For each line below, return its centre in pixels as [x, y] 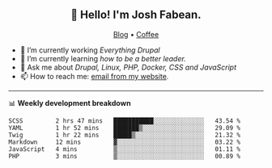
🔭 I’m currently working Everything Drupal [90, 50]
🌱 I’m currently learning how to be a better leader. [103, 58]
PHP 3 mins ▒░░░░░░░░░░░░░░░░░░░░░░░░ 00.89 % [125, 156]
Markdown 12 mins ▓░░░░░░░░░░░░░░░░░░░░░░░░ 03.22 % [125, 142]
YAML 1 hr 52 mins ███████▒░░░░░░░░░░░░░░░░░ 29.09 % [125, 128]
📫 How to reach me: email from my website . [94, 76]
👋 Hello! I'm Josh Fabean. [136, 15]
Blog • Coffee [136, 34]
